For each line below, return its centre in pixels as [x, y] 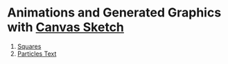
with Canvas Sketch [66, 27]
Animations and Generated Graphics [114, 13]
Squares [29, 46]
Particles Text [37, 54]
